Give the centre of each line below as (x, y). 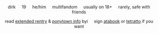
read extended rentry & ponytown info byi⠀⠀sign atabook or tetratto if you (79, 21)
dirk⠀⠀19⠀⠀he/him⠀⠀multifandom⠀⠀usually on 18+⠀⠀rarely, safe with (79, 7)
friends (79, 12)
